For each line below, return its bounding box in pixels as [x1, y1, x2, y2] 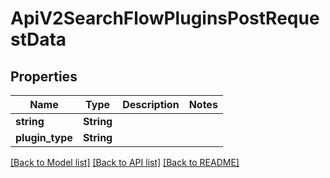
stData [10, 28, 67, 51]
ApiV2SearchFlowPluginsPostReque [10, 7, 320, 30]
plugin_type [15, 131, 73, 144]
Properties [10, 68, 78, 85]
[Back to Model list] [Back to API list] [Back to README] [10, 157, 240, 168]
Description [122, 98, 180, 111]
